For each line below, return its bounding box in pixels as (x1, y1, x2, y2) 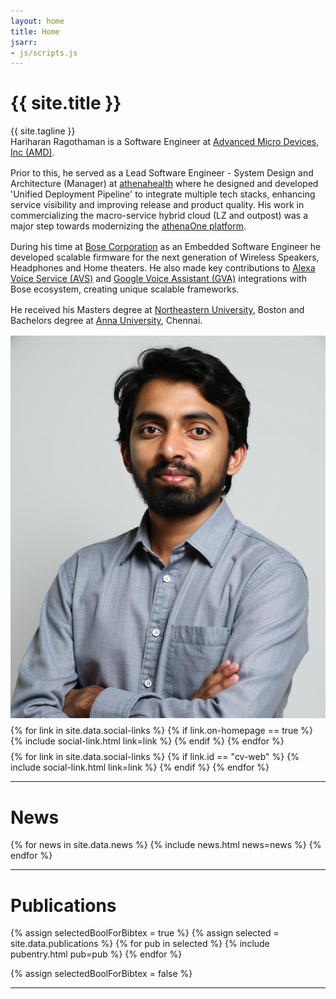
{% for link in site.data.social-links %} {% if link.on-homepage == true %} (10, 725, 314, 737)
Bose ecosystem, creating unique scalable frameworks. (10, 283, 240, 295)
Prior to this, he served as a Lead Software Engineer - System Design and (10, 167, 314, 179)
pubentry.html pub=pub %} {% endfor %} (10, 948, 183, 960)
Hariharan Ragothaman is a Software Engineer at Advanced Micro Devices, (10, 136, 320, 148)
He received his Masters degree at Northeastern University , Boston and (10, 304, 305, 316)
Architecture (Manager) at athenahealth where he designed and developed (10, 178, 319, 190)
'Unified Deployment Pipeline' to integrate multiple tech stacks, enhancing (10, 188, 316, 200)
